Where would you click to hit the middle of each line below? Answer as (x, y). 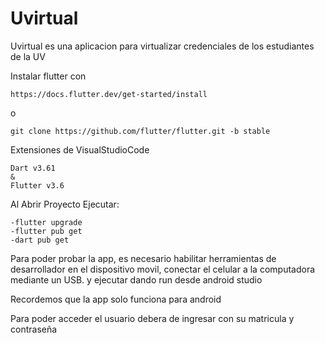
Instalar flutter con (48, 76)
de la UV (28, 56)
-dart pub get (40, 240)
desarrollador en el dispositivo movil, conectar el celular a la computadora (163, 269)
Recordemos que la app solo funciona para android (116, 299)
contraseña (34, 329)
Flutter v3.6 (37, 185)
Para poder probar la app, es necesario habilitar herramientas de (143, 258)
